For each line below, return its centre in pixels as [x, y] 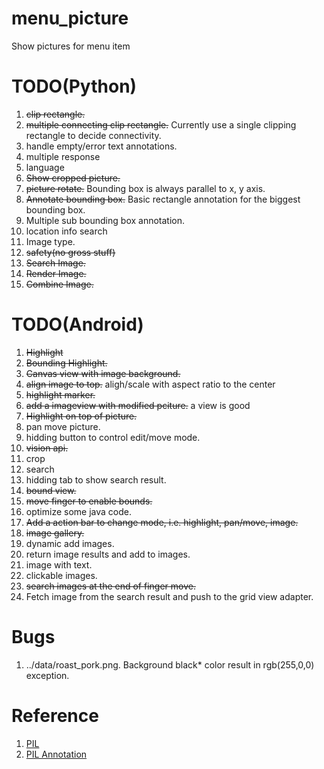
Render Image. [56, 273]
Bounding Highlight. [66, 363]
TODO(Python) [74, 86]
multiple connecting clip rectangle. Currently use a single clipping [161, 124]
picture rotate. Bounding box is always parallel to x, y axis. [145, 188]
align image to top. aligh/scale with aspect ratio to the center [150, 384]
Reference [55, 715]
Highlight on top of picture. [81, 416]
